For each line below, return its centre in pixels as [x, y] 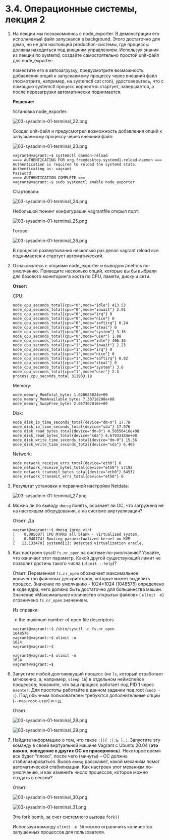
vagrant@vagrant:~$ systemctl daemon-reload [60, 155]
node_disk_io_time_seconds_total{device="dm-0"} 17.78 [71, 422]
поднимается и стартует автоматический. [58, 256]
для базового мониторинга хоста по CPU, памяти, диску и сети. [81, 276]
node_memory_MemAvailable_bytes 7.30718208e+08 [63, 399]
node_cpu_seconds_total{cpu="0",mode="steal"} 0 [65, 327]
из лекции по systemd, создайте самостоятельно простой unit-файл [86, 55]
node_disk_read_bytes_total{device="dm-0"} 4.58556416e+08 [76, 431]
